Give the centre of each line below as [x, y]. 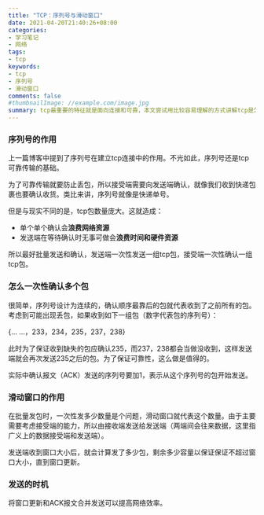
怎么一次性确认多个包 [48, 286]
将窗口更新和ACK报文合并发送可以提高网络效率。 [88, 503]
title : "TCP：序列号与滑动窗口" [56, 15]
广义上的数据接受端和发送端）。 [58, 435]
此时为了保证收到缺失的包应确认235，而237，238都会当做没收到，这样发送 [130, 348]
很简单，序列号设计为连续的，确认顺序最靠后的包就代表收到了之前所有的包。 [132, 305]
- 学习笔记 [24, 37]
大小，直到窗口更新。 [49, 462]
